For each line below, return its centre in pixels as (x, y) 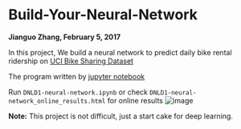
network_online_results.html (57, 101)
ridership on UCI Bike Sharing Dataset (71, 61)
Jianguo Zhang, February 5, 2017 (65, 37)
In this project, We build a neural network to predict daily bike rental (120, 52)
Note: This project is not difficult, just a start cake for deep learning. (120, 116)
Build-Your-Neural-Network (103, 15)
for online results (135, 100)
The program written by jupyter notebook (77, 76)
